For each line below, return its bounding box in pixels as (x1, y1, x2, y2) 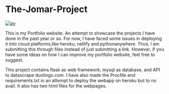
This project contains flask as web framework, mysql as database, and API (5, 67, 160, 73)
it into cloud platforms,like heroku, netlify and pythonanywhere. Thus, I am (5, 40, 160, 46)
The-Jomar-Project (5, 4, 88, 15)
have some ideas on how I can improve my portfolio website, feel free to (5, 52, 155, 58)
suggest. (5, 57, 24, 63)
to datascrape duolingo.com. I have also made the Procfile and (5, 72, 136, 78)
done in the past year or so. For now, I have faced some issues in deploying (5, 35, 162, 41)
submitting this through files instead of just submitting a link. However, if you (5, 46, 164, 52)
